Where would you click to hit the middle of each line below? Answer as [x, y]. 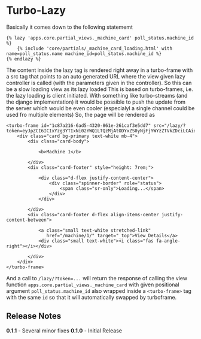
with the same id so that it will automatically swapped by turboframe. [92, 297]
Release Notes [34, 316]
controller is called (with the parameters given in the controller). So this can [99, 83]
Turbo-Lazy [36, 10]
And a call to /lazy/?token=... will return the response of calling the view [97, 278]
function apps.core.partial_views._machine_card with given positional [93, 284]
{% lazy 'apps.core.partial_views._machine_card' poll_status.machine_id [100, 38]
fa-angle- [168, 241]
